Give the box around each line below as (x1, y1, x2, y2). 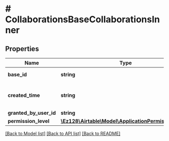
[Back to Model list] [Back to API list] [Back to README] (5, 130, 121, 136)
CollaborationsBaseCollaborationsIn (5, 14, 160, 25)
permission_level (8, 118, 50, 124)
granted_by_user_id (8, 109, 56, 116)
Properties (5, 44, 39, 53)
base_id (8, 71, 27, 78)
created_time (8, 92, 40, 99)
